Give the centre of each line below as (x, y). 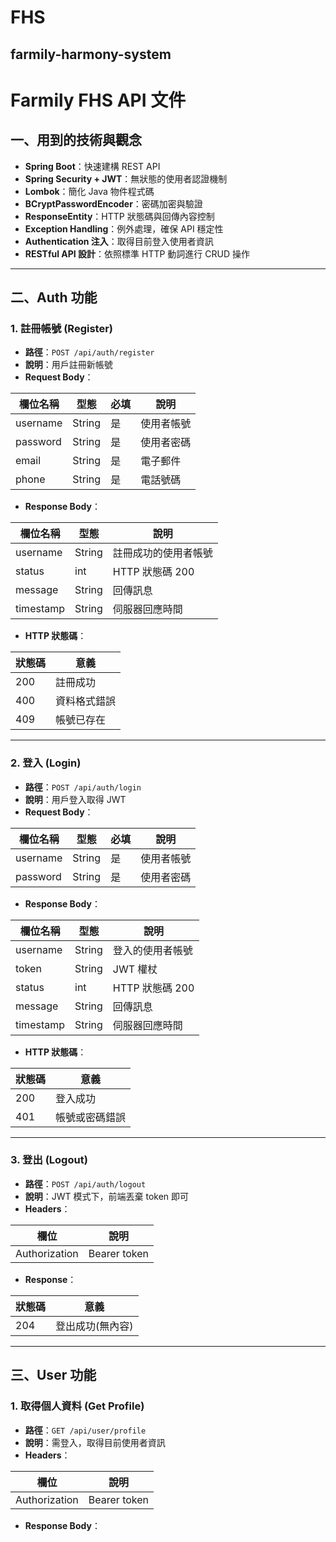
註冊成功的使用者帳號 (162, 553)
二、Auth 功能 (54, 297)
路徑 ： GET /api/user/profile (85, 1430)
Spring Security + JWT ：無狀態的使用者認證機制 (126, 178)
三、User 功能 (53, 1375)
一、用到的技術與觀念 (76, 140)
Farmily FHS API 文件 (98, 100)
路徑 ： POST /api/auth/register (89, 352)
